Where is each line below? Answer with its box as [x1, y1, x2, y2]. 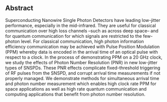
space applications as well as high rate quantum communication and [5, 86, 147, 92]
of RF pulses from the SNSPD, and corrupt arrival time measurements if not [5, 70, 160, 76]
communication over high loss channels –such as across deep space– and [5, 27, 159, 34]
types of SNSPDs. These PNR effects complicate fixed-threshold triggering [5, 65, 160, 71]
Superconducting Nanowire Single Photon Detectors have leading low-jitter [5, 17, 160, 23]
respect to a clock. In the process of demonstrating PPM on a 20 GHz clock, [5, 54, 162, 60]
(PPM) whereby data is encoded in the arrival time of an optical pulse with [5, 49, 158, 55]
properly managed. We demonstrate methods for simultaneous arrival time [5, 75, 159, 81]
